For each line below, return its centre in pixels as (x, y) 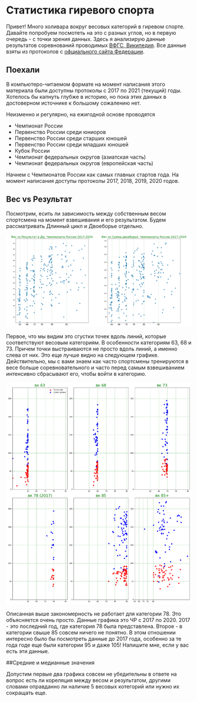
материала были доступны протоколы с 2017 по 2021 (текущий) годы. (94, 90)
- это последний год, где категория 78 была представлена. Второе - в (94, 626)
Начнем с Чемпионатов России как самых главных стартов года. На (93, 175)
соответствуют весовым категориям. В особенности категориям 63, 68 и (99, 342)
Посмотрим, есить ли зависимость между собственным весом (86, 213)
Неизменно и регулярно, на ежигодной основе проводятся (81, 114)
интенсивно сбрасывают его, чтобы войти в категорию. (76, 373)
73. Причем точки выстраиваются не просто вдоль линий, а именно (92, 349)
